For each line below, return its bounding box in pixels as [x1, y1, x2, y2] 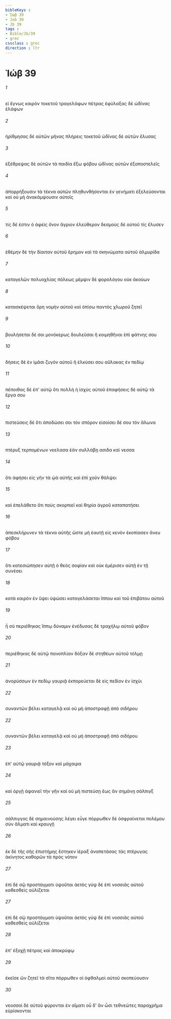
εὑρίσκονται [5, 1008, 32, 1014]
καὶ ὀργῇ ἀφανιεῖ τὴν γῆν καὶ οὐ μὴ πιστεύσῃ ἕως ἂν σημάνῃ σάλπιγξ [5, 788, 154, 794]
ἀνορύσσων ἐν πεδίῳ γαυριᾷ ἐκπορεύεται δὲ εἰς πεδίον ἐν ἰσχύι [5, 678, 142, 684]
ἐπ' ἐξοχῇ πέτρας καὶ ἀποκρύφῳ [5, 947, 75, 953]
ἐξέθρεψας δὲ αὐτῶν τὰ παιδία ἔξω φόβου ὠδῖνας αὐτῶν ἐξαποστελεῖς [5, 161, 160, 167]
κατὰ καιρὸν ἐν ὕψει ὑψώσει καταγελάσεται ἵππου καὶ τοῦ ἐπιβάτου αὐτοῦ [5, 596, 164, 602]
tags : [5, 27, 19, 32]
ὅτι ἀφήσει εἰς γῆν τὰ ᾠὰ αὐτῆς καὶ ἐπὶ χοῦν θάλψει [5, 475, 117, 481]
